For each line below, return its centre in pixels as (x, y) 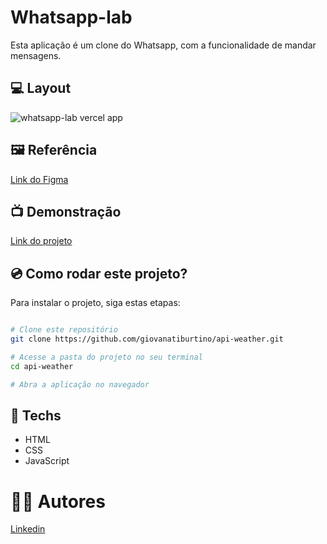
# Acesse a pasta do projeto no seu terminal (106, 357)
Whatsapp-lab (71, 17)
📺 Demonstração (66, 211)
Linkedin (28, 529)
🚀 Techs (36, 415)
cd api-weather (42, 366)
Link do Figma (39, 179)
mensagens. (36, 55)
